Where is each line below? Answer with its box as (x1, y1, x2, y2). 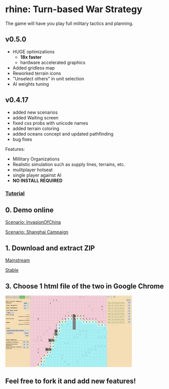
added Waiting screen (12, 114, 59, 120)
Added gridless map (12, 64, 55, 71)
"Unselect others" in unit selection (12, 75, 85, 82)
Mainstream (5, 257, 30, 264)
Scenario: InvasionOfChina (5, 219, 61, 225)
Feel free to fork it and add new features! (5, 377, 136, 385)
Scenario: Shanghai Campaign (5, 229, 69, 235)
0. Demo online (5, 206, 54, 214)
